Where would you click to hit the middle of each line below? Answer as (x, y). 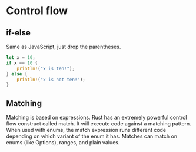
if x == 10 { (22, 63)
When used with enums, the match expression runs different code (86, 130)
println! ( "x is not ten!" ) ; (51, 80)
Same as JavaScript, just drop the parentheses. (64, 47)
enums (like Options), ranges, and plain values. (63, 143)
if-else (18, 33)
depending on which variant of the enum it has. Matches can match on (92, 136)
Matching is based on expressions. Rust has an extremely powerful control (97, 118)
